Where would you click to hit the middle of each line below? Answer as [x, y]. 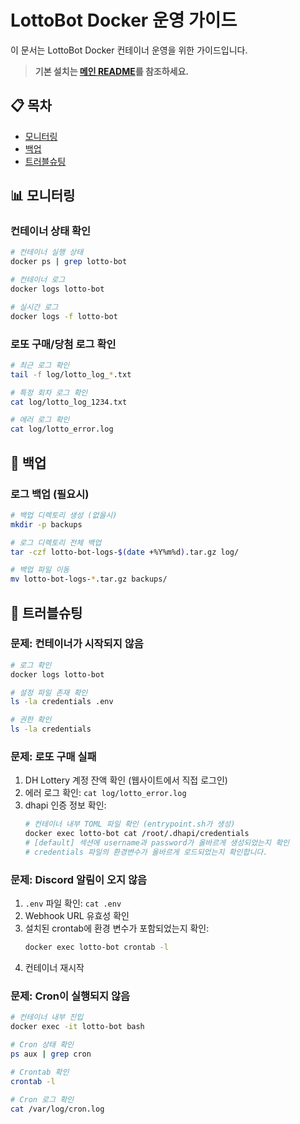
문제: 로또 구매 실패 [53, 757]
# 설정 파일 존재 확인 [49, 692]
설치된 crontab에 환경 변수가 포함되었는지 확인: [117, 928]
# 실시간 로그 [34, 307]
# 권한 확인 [31, 720]
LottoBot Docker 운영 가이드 [124, 20]
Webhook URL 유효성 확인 [77, 916]
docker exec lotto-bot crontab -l [96, 947]
